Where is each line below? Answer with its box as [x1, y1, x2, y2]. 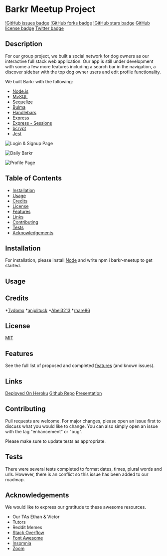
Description [5, 40, 42, 48]
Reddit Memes [12, 525, 42, 531]
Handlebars [12, 109, 36, 115]
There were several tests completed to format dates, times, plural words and [5, 466, 162, 472]
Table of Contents [5, 174, 62, 183]
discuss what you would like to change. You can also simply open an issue [5, 423, 158, 429]
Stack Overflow [12, 530, 45, 536]
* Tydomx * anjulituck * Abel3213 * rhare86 [5, 307, 91, 313]
